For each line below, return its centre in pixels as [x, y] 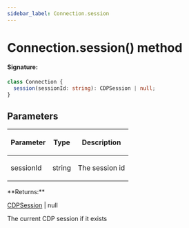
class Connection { [35, 82]
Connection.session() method [95, 47]
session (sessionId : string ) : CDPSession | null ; [84, 88]
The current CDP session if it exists [57, 219]
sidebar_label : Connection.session [58, 13]
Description [101, 142]
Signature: [22, 67]
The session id [101, 168]
